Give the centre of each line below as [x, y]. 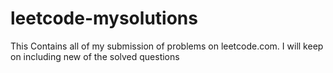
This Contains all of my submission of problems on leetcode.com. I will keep [167, 46]
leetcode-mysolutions [104, 18]
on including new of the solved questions [95, 56]
